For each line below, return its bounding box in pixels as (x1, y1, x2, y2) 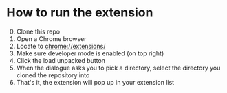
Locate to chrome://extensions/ (16, 42, 106, 50)
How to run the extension (6, 5, 153, 21)
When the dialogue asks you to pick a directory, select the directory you (16, 64, 221, 72)
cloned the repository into (16, 70, 90, 79)
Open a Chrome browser (16, 34, 87, 42)
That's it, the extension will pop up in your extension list (16, 78, 175, 86)
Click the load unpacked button (16, 56, 106, 64)
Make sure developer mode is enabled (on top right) (16, 49, 164, 57)
